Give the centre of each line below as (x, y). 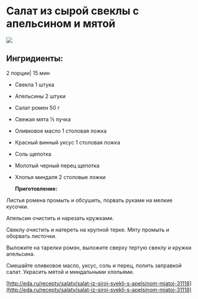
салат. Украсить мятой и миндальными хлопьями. (70, 272)
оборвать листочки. (31, 236)
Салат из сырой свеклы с (72, 11)
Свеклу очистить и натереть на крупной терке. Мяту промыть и (88, 229)
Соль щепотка (33, 154)
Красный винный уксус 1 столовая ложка (67, 142)
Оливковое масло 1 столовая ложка (61, 131)
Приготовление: (36, 189)
